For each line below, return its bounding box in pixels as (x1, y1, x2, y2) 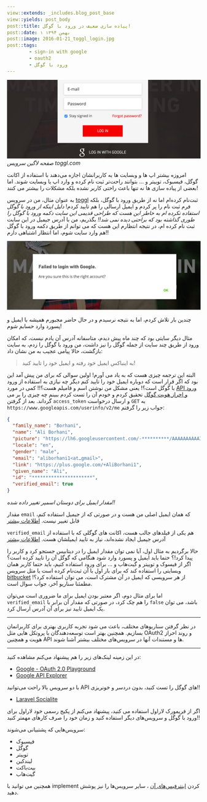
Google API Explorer (15, 672, 68, 679)
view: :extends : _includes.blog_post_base (7, 10, 115, 16)
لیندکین (15, 757, 33, 765)
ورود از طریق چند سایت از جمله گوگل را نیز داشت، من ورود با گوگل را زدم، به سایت (7, 341, 199, 348)
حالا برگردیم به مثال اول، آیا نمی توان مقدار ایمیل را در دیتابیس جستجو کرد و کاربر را (7, 547, 198, 555)
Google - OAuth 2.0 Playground (15, 665, 96, 672)
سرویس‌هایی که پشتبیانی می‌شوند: (7, 726, 85, 733)
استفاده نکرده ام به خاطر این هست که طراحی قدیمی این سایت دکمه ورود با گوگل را (7, 209, 200, 217)
